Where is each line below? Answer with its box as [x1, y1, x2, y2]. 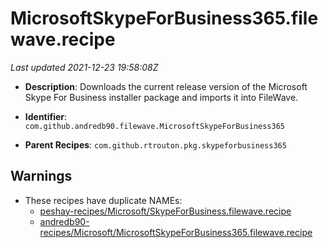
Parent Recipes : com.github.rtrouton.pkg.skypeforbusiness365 [24, 138, 287, 151]
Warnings [10, 168, 73, 185]
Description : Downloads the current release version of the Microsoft [24, 80, 308, 92]
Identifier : [24, 110, 68, 122]
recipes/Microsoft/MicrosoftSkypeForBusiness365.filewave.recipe [39, 226, 313, 238]
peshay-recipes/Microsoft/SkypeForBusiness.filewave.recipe [39, 205, 292, 217]
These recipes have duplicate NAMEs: [24, 194, 183, 206]
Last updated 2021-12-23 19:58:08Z [10, 61, 159, 73]
